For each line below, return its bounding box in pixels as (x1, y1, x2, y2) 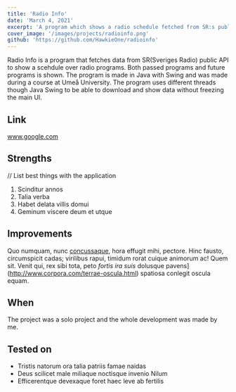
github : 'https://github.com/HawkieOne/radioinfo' (7, 37, 159, 44)
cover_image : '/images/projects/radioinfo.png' (7, 30, 150, 37)
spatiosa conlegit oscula (140, 269, 211, 277)
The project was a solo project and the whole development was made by (7, 315, 218, 324)
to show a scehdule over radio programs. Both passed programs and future (7, 63, 225, 72)
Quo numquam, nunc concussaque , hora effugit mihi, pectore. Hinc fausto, (7, 246, 224, 255)
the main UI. (7, 93, 42, 102)
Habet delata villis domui (17, 200, 89, 208)
